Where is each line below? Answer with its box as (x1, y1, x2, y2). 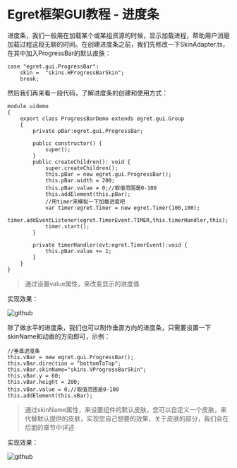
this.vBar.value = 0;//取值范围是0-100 (7, 386, 119, 393)
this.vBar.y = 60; (7, 372, 61, 379)
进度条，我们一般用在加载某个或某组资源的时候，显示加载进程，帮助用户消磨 (7, 31, 230, 40)
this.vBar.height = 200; (7, 378, 80, 385)
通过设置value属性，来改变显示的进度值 (24, 279, 140, 288)
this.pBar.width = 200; (44, 177, 115, 184)
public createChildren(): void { (32, 158, 131, 165)
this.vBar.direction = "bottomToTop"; (7, 360, 121, 367)
